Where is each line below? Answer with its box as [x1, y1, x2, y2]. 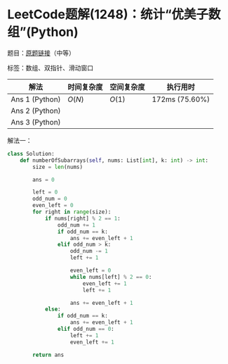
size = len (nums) [32, 163, 83, 170]
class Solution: [7, 150, 55, 157]
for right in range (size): [32, 208, 112, 215]
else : [44, 306, 61, 313]
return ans [32, 351, 65, 358]
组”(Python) [7, 24, 79, 40]
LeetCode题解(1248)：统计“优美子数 [7, 6, 221, 23]
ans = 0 [32, 176, 55, 183]
